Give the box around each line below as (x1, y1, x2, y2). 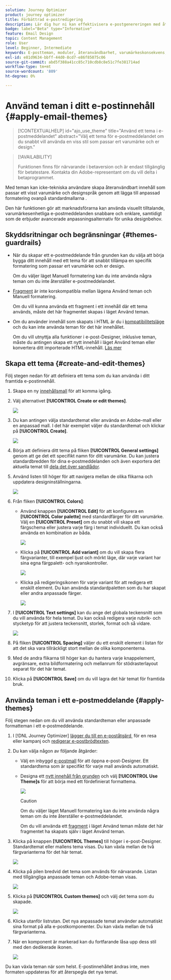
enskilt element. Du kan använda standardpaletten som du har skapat (20, 585, 166, 591)
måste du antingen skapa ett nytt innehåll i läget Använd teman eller (12, 339, 155, 345)
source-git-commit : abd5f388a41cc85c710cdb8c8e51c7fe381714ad (5, 60, 140, 65)
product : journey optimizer (5, 12, 65, 17)
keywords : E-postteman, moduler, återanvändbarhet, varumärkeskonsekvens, (5, 50, 167, 55)
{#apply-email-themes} (5, 111, 108, 123)
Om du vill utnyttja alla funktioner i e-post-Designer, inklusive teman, (12, 334, 157, 340)
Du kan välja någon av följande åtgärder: (12, 748, 98, 754)
